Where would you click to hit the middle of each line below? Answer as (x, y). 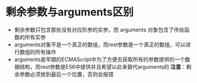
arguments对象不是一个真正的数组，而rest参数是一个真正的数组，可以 (100, 44)
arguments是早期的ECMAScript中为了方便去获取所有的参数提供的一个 (99, 59)
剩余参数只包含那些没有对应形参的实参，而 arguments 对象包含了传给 (99, 30)
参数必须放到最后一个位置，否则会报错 (66, 74)
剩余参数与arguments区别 (70, 12)
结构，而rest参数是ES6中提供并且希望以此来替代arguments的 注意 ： (103, 66)
